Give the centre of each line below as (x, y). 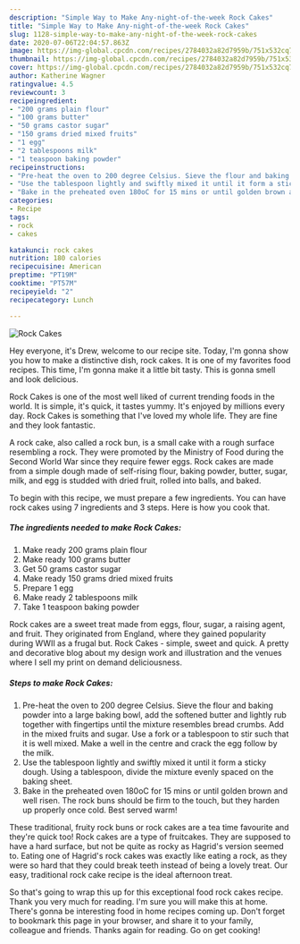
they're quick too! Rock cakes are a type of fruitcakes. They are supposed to (150, 837)
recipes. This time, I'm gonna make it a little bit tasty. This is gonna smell (142, 370)
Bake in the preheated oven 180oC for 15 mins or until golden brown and (155, 791)
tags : (19, 217)
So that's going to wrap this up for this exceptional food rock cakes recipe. (146, 892)
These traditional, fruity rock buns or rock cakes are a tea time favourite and (149, 828)
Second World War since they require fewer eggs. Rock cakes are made (142, 461)
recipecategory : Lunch (51, 300)
